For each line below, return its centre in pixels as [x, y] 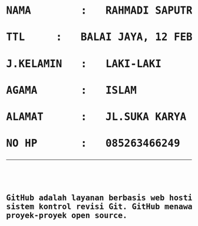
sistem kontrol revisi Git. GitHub [83, 207]
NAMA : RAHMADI [77, 11]
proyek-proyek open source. [67, 215]
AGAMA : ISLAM [72, 90]
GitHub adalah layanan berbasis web [85, 198]
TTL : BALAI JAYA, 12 [87, 37]
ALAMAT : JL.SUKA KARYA [96, 117]
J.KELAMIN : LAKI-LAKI [84, 64]
